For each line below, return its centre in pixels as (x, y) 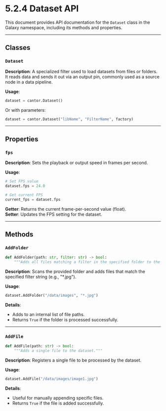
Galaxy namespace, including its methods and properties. (64, 27)
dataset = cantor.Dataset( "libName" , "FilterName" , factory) (69, 119)
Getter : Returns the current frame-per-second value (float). (66, 209)
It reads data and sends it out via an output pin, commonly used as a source (82, 77)
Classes (18, 48)
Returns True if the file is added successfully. (58, 403)
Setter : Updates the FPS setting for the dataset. (54, 214)
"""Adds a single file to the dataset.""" (58, 351)
